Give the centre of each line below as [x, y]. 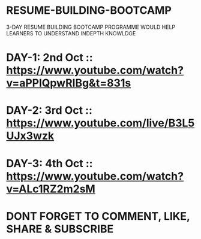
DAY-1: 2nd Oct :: [49, 58]
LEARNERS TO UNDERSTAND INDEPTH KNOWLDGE [71, 33]
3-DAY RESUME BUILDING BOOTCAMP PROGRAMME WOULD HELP [91, 27]
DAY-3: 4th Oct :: [49, 163]
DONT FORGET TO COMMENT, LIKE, [98, 216]
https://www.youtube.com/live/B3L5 [100, 123]
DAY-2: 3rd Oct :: [49, 111]
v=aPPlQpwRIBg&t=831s [69, 83]
